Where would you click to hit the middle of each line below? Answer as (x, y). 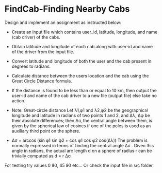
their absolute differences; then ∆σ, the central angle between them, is (82, 120)
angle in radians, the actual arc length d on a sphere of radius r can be (82, 151)
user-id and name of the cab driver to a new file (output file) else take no (84, 96)
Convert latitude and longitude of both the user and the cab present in (81, 61)
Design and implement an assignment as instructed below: (63, 22)
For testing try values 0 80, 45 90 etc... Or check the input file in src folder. (79, 165)
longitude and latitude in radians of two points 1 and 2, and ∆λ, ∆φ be (81, 115)
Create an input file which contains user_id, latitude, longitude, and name (84, 32)
